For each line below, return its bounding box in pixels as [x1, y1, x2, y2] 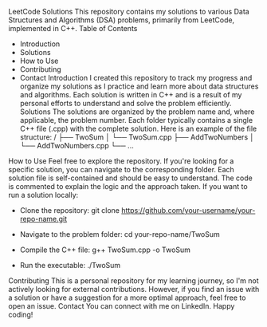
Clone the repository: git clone [19, 206, 120, 215]
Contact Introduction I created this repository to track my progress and [19, 73, 253, 82]
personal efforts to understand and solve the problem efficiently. [19, 99, 232, 108]
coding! [8, 310, 33, 319]
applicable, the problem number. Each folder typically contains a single [19, 116, 253, 124]
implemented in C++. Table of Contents [8, 24, 138, 33]
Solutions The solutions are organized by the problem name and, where [19, 107, 255, 116]
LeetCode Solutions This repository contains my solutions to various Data [8, 7, 249, 16]
